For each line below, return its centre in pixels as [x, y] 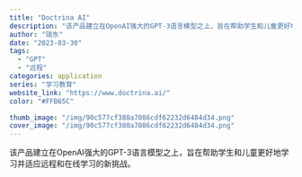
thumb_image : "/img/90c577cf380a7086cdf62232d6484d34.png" [122, 118]
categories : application [56, 76]
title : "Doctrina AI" [50, 18]
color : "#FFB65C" [42, 101]
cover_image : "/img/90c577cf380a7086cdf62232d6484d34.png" [122, 126]
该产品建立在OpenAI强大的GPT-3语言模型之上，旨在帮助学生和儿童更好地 [145, 153]
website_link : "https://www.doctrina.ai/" [90, 93]
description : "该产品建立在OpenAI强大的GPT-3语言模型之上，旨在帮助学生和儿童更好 [150, 26]
